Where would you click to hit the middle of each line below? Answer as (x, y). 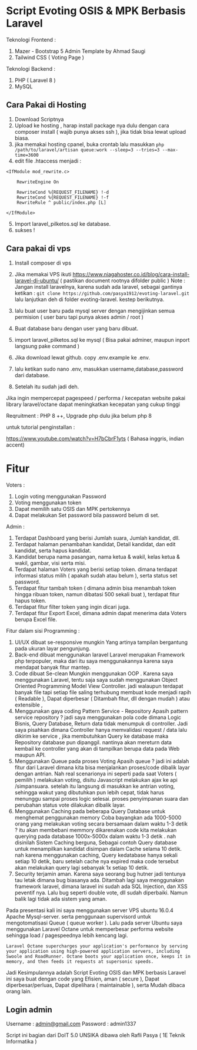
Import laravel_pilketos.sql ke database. (62, 224)
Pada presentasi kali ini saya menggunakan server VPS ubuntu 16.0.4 (90, 910)
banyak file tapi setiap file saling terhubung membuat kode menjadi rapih (103, 692)
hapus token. (30, 600)
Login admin (29, 1010)
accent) (15, 445)
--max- (170, 150)
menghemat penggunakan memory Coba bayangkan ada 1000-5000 (98, 817)
